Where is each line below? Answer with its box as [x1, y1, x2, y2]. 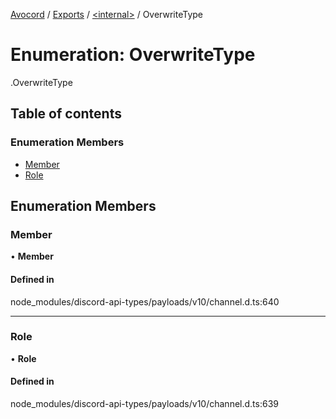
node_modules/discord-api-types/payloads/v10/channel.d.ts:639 [10, 398, 279, 410]
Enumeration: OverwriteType [10, 44, 256, 66]
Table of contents [10, 105, 122, 123]
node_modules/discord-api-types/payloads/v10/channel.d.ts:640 [10, 295, 280, 308]
